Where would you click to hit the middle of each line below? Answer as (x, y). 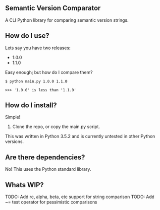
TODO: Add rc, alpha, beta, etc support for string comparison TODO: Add (80, 197)
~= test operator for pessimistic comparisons (51, 202)
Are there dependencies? (45, 157)
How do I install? (31, 105)
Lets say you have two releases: (38, 48)
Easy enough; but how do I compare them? (49, 72)
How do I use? (27, 36)
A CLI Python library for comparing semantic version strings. (67, 20)
